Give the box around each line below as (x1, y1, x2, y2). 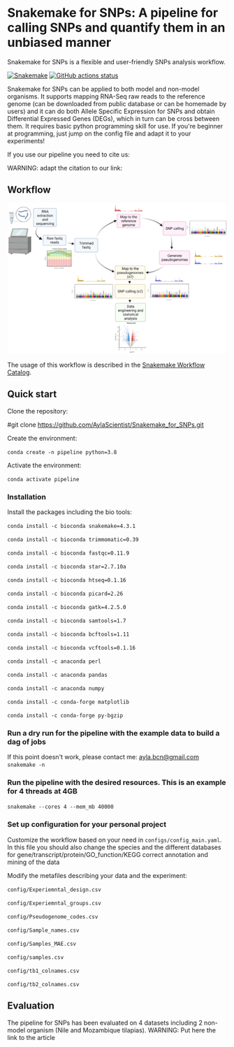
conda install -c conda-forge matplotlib (7, 698, 130, 705)
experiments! (7, 136, 45, 145)
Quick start (7, 388, 57, 400)
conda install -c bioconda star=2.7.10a (7, 563, 127, 570)
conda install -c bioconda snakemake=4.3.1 (7, 522, 136, 529)
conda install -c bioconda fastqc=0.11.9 (7, 550, 130, 557)
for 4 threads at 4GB (7, 786, 78, 796)
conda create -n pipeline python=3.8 (7, 448, 117, 455)
